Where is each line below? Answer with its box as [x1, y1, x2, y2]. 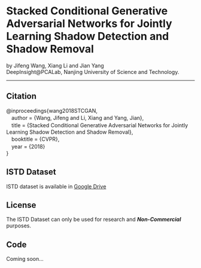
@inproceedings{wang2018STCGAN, [6, 107, 98, 114]
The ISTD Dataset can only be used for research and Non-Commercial [6, 216, 181, 223]
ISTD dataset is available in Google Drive [6, 183, 106, 190]
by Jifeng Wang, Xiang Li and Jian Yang [6, 61, 105, 69]
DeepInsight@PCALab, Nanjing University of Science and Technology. [6, 68, 179, 75]
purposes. [6, 222, 32, 229]
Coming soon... [6, 255, 44, 263]
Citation [6, 91, 37, 101]
